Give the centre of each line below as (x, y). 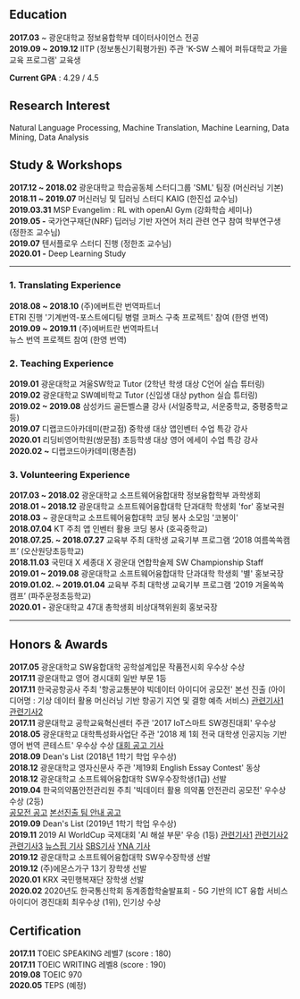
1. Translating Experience (65, 286)
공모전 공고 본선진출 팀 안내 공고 (66, 813)
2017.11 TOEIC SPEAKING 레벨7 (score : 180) (90, 953)
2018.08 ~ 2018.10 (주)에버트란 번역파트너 (85, 306)
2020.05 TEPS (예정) (48, 985)
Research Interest (60, 106)
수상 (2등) (27, 801)
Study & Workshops (66, 165)
